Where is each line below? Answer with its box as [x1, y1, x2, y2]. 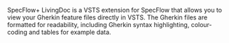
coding [7, 28, 28, 36]
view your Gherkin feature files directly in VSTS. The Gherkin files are [7, 13, 208, 21]
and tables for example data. [29, 28, 111, 36]
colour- [190, 21, 212, 28]
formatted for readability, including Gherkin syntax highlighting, [7, 21, 190, 28]
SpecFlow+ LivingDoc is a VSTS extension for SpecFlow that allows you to [7, 6, 223, 14]
